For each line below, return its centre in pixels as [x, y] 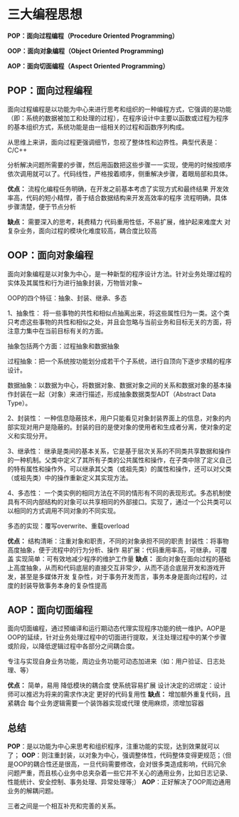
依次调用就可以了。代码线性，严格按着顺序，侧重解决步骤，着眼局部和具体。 [119, 173]
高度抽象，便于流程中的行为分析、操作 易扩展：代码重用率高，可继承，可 [114, 550]
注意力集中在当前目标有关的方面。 [57, 331]
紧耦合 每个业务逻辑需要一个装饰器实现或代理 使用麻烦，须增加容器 [106, 703]
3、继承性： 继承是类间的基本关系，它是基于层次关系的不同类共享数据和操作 [119, 451]
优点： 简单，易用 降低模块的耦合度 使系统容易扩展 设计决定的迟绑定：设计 [117, 685]
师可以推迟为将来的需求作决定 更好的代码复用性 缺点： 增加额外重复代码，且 [119, 694]
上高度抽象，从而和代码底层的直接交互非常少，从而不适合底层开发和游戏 [113, 568]
